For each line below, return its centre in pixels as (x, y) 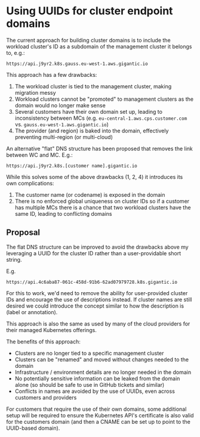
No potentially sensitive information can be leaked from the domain (97, 378)
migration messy (35, 92)
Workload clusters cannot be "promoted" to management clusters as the (104, 99)
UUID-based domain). (33, 428)
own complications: (30, 183)
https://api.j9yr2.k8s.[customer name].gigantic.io (72, 166)
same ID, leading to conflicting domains (63, 213)
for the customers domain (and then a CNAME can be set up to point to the (99, 421)
